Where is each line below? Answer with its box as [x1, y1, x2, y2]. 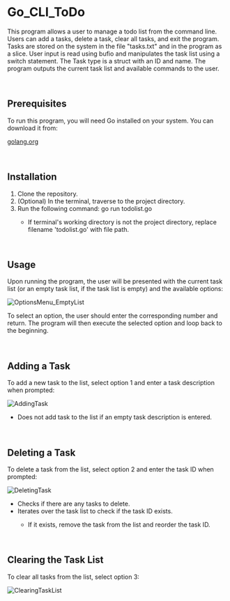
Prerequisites [7, 98, 67, 110]
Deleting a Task [7, 446, 76, 458]
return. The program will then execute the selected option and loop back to [7, 319, 223, 327]
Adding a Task [7, 360, 71, 372]
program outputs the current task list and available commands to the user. [7, 64, 220, 72]
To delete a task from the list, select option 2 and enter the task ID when [7, 465, 214, 474]
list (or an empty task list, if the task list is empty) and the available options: [7, 285, 224, 293]
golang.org [7, 137, 39, 146]
